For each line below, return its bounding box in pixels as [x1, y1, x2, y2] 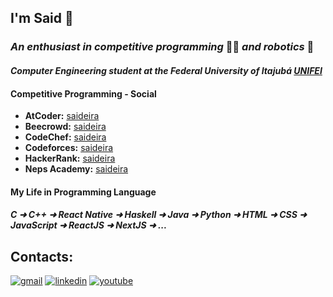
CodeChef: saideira [24, 131, 107, 143]
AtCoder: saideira [24, 110, 100, 122]
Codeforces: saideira [24, 142, 114, 154]
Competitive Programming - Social [10, 87, 157, 100]
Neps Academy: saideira [24, 163, 129, 175]
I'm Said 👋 [10, 10, 74, 27]
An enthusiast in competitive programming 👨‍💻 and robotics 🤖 [10, 40, 315, 54]
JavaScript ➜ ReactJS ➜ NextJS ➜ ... [10, 219, 168, 231]
